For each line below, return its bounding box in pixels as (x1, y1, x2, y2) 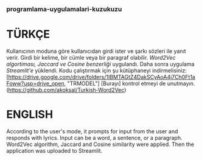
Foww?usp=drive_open (6, 80, 65, 87)
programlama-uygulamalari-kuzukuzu (6, 5, 122, 13)
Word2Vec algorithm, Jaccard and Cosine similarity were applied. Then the (6, 141, 195, 148)
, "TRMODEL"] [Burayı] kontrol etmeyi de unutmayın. (64, 80, 195, 87)
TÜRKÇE (6, 27, 50, 41)
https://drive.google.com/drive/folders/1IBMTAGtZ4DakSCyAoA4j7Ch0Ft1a (8, 73, 196, 80)
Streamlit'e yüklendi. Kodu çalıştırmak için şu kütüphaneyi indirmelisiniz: (6, 66, 187, 74)
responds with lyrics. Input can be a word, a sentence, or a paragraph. (6, 134, 183, 141)
